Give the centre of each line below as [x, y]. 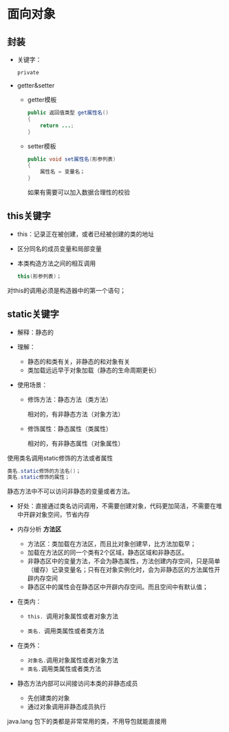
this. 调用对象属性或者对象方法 [73, 616]
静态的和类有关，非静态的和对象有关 [79, 361]
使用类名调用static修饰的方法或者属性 [60, 458]
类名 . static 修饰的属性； [39, 477]
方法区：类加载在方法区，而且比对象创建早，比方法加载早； [112, 544]
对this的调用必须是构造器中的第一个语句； [66, 290]
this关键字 [29, 216]
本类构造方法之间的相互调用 [56, 263]
